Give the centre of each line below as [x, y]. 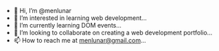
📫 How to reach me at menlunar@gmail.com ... [80, 40]
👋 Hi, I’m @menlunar [43, 11]
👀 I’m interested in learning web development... [80, 18]
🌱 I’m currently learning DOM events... [68, 25]
